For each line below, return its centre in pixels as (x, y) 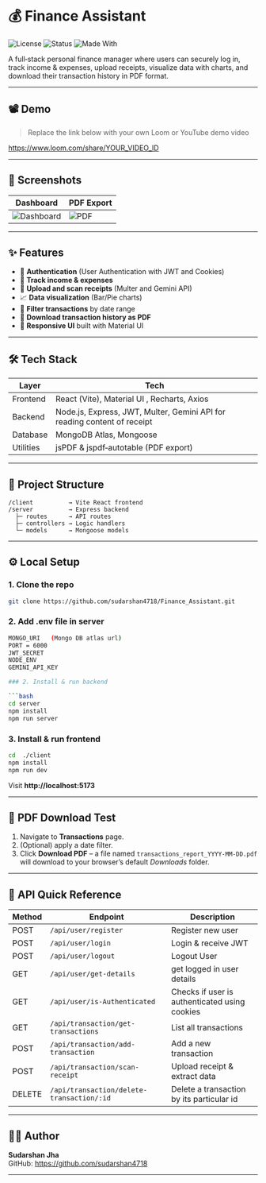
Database (30, 435)
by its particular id (205, 1100)
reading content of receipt (104, 422)
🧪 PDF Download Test (62, 817)
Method (27, 917)
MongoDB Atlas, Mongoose (106, 435)
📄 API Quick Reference (65, 894)
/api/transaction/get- (93, 1024)
